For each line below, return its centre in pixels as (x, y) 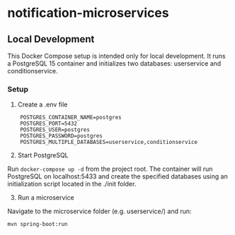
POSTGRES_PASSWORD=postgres (61, 136)
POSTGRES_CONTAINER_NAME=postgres (71, 118)
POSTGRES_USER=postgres (55, 130)
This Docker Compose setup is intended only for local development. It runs (116, 56)
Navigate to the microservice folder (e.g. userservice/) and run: (100, 211)
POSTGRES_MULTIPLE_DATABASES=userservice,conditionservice (109, 143)
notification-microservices (88, 13)
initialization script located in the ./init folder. (72, 184)
